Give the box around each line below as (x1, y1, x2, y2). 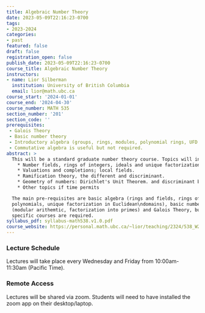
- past (6, 37, 23, 43)
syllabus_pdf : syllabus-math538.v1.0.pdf (6, 218, 113, 224)
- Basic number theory (9, 133, 67, 140)
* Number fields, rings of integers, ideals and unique (17, 162, 163, 168)
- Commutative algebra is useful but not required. (9, 144, 143, 151)
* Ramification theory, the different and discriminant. (17, 173, 165, 180)
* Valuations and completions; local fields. (17, 167, 135, 174)
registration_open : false (6, 54, 72, 60)
